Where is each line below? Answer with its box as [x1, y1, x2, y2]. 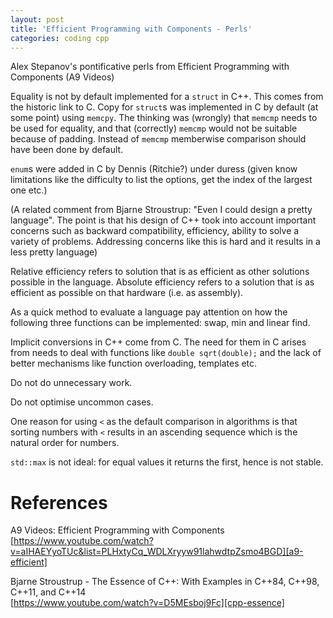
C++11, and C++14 [10, 586, 87, 598]
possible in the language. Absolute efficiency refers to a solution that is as [10, 276, 315, 288]
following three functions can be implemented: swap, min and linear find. [10, 317, 311, 329]
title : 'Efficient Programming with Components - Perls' [10, 24, 253, 34]
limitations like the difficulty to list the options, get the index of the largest [10, 174, 313, 186]
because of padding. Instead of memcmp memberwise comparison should [10, 133, 307, 145]
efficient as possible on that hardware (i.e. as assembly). [10, 287, 244, 299]
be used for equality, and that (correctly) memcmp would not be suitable [10, 122, 298, 135]
